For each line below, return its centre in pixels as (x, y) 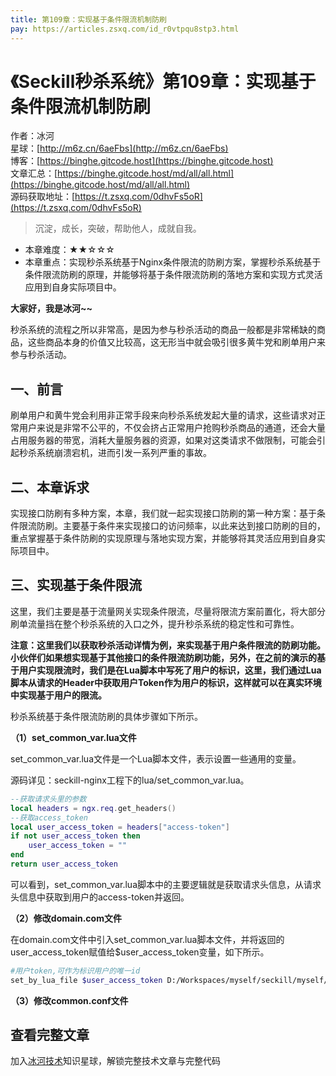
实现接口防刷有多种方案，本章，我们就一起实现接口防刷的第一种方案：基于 (163, 513)
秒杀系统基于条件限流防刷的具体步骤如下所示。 (106, 716)
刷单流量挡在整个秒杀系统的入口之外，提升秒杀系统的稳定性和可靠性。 (155, 623)
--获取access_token (49, 817)
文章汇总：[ (34, 173)
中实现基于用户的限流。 (58, 695)
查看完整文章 (50, 1035)
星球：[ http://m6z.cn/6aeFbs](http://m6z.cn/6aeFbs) (119, 148)
